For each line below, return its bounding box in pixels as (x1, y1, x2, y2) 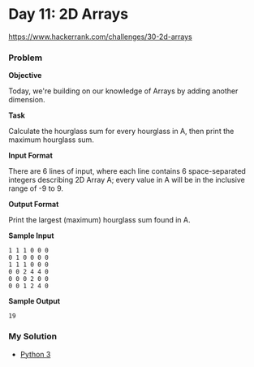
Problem (8, 52, 43, 63)
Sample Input (8, 231, 54, 240)
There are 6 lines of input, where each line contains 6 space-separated (8, 166, 246, 176)
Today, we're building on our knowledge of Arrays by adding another (8, 86, 239, 96)
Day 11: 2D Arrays (8, 5, 128, 24)
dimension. (8, 95, 46, 105)
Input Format (8, 151, 53, 161)
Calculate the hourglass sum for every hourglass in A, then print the (8, 127, 235, 136)
